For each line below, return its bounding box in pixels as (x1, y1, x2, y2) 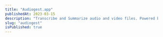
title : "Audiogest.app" (5, 7, 53, 12)
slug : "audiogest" (5, 20, 42, 25)
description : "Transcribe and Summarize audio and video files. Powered (5, 16, 155, 21)
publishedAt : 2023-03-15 (5, 12, 55, 16)
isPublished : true (5, 25, 42, 30)
